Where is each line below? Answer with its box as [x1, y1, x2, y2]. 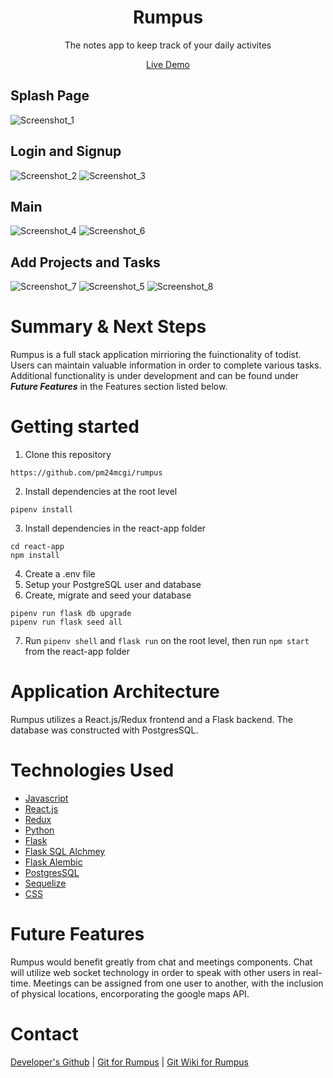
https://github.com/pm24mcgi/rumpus [10, 468, 163, 478]
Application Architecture [10, 681, 220, 703]
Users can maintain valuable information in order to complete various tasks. [10, 359, 322, 371]
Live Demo [146, 58, 190, 70]
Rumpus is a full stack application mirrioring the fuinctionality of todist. [10, 349, 302, 361]
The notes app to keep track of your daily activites [64, 39, 272, 51]
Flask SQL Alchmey [24, 845, 106, 857]
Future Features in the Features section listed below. [10, 381, 228, 393]
